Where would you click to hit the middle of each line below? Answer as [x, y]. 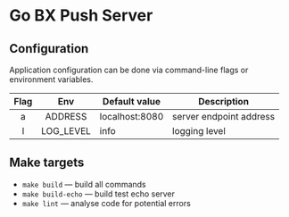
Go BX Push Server [81, 16]
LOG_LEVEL [66, 131]
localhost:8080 [132, 117]
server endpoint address [224, 117]
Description [223, 101]
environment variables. [51, 79]
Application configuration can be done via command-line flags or [129, 70]
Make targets [47, 163]
